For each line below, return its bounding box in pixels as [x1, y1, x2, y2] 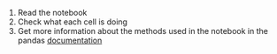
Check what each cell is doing [17, 17, 128, 27]
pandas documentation [17, 35, 103, 45]
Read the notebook [17, 8, 88, 17]
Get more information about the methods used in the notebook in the [17, 26, 268, 36]
